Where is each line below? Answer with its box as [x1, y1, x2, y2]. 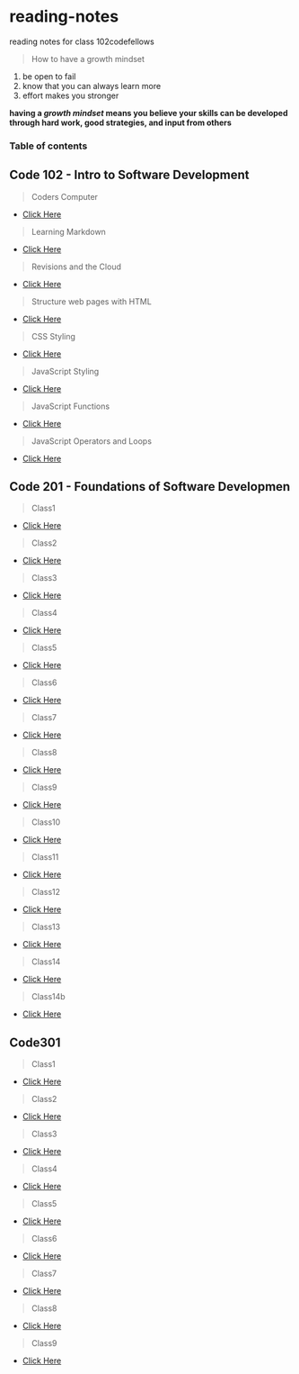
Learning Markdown [31, 226, 106, 237]
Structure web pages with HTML [31, 295, 153, 307]
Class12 [31, 887, 61, 898]
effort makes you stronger [22, 90, 119, 101]
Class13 [31, 921, 61, 933]
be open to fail [22, 70, 76, 82]
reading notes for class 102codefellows [9, 36, 154, 47]
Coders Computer [31, 191, 99, 202]
